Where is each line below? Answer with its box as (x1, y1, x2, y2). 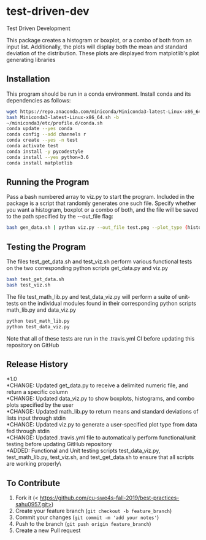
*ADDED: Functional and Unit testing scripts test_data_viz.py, (6, 447, 161, 455)
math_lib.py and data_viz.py (6, 306, 77, 314)
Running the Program (6, 177, 90, 187)
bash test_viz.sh (6, 282, 51, 288)
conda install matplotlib (6, 160, 72, 166)
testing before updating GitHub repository (6, 441, 112, 448)
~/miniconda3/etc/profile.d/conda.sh (6, 120, 103, 126)
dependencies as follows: (6, 96, 71, 104)
